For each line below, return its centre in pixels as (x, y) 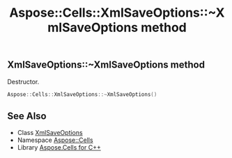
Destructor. (23, 81)
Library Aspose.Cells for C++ (59, 148)
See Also (27, 116)
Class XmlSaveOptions (50, 133)
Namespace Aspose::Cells (55, 140)
